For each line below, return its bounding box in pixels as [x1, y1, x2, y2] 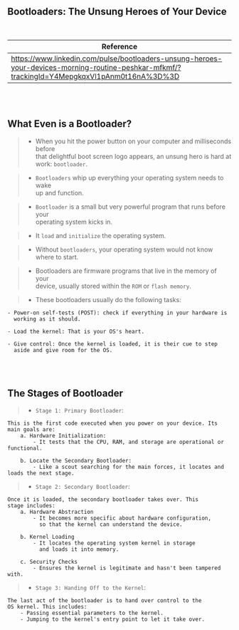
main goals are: [7, 426, 55, 433]
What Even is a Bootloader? [7, 118, 132, 130]
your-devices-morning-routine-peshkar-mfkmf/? [11, 62, 181, 72]
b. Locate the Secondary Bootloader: [20, 458, 132, 465]
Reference [102, 41, 137, 51]
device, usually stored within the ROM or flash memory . [35, 282, 192, 290]
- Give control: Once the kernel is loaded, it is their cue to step [7, 340, 218, 348]
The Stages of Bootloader [7, 388, 123, 400]
